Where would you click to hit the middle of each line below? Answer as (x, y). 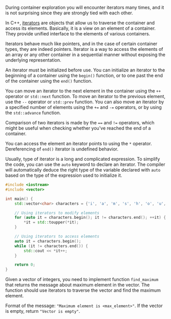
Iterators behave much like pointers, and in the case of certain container (81, 44)
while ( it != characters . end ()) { (51, 246)
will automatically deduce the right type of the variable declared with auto (83, 170)
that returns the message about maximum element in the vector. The (78, 285)
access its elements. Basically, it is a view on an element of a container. (81, 28)
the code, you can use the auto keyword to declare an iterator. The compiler (85, 164)
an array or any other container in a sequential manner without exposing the (85, 54)
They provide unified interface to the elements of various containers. (78, 34)
